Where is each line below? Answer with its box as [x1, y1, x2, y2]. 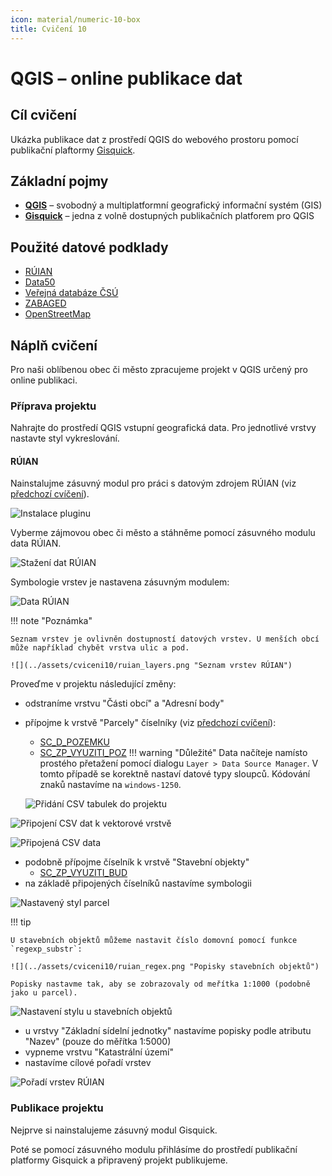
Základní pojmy [10, 172, 109, 190]
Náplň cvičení [10, 337, 98, 354]
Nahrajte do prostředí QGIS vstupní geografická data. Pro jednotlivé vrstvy [10, 422, 317, 434]
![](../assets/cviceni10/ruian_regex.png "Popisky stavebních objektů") [10, 962, 320, 972]
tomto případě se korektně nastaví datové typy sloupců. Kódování [39, 768, 311, 780]
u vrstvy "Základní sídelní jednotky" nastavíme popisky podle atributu [24, 1025, 312, 1037]
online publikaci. [10, 374, 78, 386]
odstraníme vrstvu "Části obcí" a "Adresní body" [24, 697, 225, 710]
